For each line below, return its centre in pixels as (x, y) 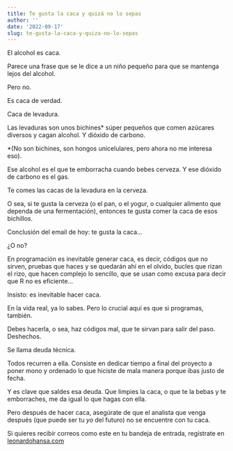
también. (20, 316)
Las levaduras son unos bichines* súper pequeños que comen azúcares (111, 128)
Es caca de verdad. (35, 101)
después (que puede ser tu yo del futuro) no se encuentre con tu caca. (109, 420)
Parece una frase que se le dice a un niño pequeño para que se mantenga (113, 66)
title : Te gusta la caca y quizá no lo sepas (74, 14)
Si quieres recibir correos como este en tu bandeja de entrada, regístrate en (116, 434)
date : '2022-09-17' (35, 26)
